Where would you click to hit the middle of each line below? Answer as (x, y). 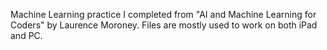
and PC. (26, 35)
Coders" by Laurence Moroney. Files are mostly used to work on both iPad (164, 25)
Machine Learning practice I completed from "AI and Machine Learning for (163, 14)
